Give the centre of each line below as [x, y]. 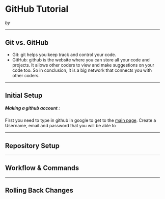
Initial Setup [24, 96]
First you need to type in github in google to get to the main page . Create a [81, 120]
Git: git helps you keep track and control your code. [64, 55]
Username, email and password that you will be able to [61, 126]
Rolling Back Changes [39, 190]
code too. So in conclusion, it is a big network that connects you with [82, 70]
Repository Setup [32, 146]
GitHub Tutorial [37, 9]
